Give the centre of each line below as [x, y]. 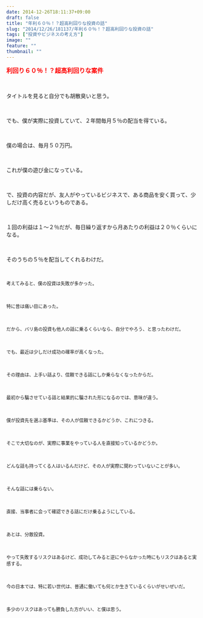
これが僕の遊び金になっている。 [46, 170]
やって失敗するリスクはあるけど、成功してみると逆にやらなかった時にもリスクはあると [99, 557]
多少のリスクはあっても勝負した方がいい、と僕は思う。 [65, 609]
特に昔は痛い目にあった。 [34, 306]
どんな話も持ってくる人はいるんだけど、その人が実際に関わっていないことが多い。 [95, 466]
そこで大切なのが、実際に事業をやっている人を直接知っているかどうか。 [83, 443]
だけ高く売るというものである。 [51, 202]
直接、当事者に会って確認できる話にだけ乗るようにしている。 [72, 512]
